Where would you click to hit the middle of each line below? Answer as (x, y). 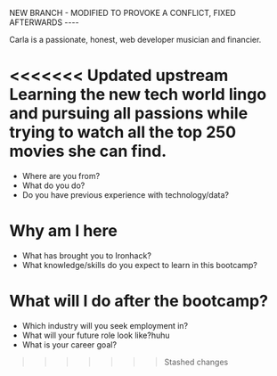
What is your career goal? (69, 344)
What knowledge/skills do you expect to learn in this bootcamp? (140, 265)
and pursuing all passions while (129, 114)
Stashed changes (196, 362)
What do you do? (53, 185)
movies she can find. (88, 151)
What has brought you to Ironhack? (86, 255)
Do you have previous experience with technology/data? (126, 194)
